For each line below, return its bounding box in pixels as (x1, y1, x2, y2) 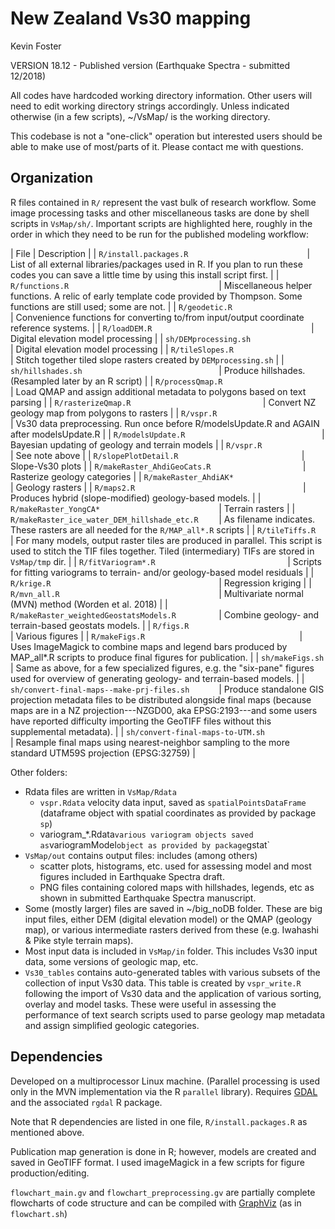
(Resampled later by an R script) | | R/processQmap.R (10, 375, 223, 387)
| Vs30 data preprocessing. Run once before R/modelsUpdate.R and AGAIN (10, 417, 320, 429)
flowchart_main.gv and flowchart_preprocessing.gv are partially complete (10, 1186, 316, 1198)
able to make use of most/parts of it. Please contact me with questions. (10, 140, 304, 152)
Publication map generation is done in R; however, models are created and (10, 1145, 317, 1157)
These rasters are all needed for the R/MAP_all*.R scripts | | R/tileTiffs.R (10, 523, 317, 536)
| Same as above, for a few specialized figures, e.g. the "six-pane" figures (10, 662, 315, 674)
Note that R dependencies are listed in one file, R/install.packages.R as (10, 1115, 308, 1127)
